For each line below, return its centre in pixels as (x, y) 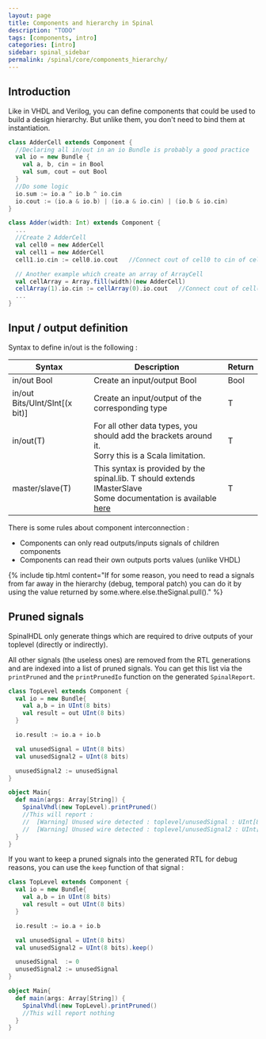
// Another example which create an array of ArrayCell (109, 274)
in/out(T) (29, 441)
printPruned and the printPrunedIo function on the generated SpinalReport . (132, 676)
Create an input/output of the (148, 398)
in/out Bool (32, 380)
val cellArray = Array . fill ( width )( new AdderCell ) (101, 281)
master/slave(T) (42, 488)
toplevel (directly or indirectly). (58, 644)
